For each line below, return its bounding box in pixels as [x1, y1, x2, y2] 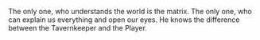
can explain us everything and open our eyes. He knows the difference [8, 15, 240, 24]
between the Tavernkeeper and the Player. [8, 24, 147, 32]
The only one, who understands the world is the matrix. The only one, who [8, 7, 252, 16]
